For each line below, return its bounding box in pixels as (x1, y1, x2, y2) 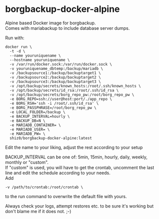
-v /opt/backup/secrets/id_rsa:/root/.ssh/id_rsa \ (9, 88, 119, 93)
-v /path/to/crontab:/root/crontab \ (5, 185, 83, 190)
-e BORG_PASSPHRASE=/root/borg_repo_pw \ (9, 105, 97, 110)
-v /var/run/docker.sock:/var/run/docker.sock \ (9, 62, 112, 67)
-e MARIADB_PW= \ (9, 131, 46, 136)
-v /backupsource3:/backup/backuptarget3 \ (9, 79, 101, 84)
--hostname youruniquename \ (9, 57, 70, 63)
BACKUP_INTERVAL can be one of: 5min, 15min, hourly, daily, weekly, (5, 154, 148, 160)
